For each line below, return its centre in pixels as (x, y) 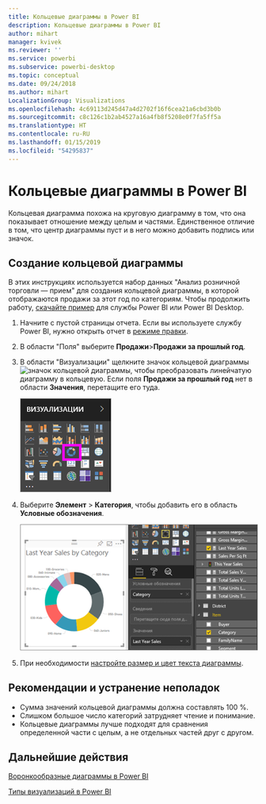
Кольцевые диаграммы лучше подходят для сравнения (114, 724)
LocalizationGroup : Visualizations (67, 100)
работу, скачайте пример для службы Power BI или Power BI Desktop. (126, 308)
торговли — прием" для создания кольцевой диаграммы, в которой (123, 290)
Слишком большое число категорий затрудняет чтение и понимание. (137, 715)
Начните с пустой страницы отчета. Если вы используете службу (131, 323)
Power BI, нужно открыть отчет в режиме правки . (104, 331)
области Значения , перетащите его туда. (90, 387)
